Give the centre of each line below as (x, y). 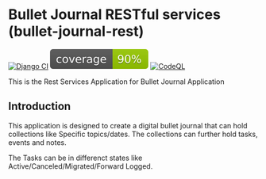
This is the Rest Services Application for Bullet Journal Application (116, 82)
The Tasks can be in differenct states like (75, 158)
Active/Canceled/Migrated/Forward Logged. (81, 166)
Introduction (40, 107)
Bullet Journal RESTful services (114, 15)
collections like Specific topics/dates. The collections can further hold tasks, (133, 134)
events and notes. (38, 142)
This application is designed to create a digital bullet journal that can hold (128, 125)
